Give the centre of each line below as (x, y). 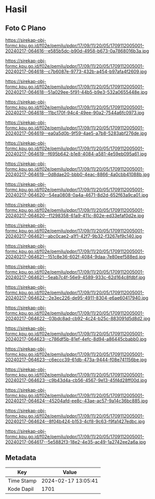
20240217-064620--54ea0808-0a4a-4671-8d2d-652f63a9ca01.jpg (77, 195)
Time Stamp (22, 481)
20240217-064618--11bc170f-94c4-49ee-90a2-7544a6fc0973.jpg (75, 113)
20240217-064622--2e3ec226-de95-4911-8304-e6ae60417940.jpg (77, 298)
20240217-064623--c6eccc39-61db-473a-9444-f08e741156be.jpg (76, 360)
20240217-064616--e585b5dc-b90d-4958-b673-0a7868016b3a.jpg (77, 51)
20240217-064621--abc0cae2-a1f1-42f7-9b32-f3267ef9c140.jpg (73, 236)
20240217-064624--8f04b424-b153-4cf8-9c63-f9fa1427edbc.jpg (75, 421)
